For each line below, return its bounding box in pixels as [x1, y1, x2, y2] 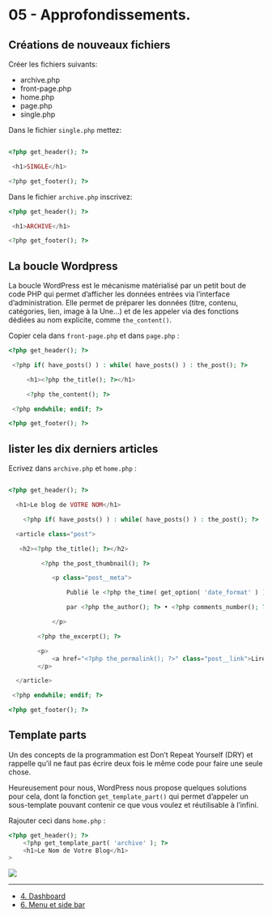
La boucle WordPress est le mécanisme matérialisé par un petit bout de [8, 281, 247, 291]
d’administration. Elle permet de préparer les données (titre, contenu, [8, 298, 239, 308]
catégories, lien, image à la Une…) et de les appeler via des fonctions [8, 306, 240, 317]
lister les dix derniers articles [8, 441, 159, 455]
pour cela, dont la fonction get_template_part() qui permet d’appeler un [8, 791, 249, 801]
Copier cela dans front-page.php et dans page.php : [8, 331, 180, 341]
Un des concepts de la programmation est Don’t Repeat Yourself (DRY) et [8, 749, 253, 759]
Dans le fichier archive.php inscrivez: [8, 192, 133, 202]
